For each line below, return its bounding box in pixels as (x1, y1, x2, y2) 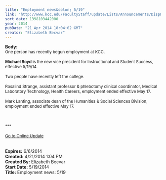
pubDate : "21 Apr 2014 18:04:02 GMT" (5, 26, 83, 31)
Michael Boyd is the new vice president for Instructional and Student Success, (5, 59, 154, 64)
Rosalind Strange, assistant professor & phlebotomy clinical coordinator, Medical (5, 84, 157, 89)
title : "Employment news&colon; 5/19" (5, 7, 85, 12)
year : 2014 (5, 21, 28, 26)
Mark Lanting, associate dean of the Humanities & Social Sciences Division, (5, 98, 148, 104)
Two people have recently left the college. (5, 74, 85, 79)
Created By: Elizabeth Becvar (5, 159, 66, 165)
